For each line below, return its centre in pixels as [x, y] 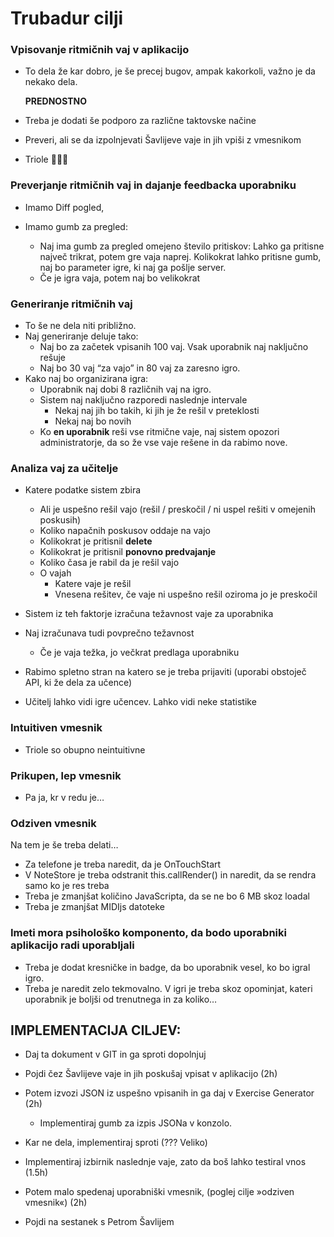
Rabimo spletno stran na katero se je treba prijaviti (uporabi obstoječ [165, 672]
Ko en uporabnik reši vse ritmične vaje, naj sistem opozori [159, 432]
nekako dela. [51, 82]
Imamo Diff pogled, [64, 207]
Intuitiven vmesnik [56, 728]
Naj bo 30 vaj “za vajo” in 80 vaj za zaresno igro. [140, 368]
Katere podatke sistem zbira [83, 490]
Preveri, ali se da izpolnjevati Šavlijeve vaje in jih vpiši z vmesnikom [163, 140]
